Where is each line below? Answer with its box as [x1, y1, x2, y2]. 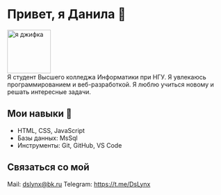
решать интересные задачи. [7, 87, 92, 96]
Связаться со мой [7, 162, 90, 173]
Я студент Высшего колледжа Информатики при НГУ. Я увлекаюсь [7, 72, 206, 81]
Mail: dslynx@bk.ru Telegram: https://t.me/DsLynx [7, 180, 151, 188]
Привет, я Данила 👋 [7, 6, 126, 22]
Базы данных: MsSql [17, 134, 78, 142]
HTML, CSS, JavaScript [17, 126, 85, 134]
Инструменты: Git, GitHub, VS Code [17, 141, 122, 149]
